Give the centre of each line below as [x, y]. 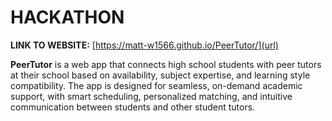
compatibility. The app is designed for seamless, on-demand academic [156, 85]
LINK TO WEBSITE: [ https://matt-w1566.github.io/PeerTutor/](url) [144, 45]
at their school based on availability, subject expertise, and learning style [160, 75]
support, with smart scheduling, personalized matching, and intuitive [151, 96]
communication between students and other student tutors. [133, 107]
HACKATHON [67, 17]
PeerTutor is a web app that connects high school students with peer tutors [166, 64]
